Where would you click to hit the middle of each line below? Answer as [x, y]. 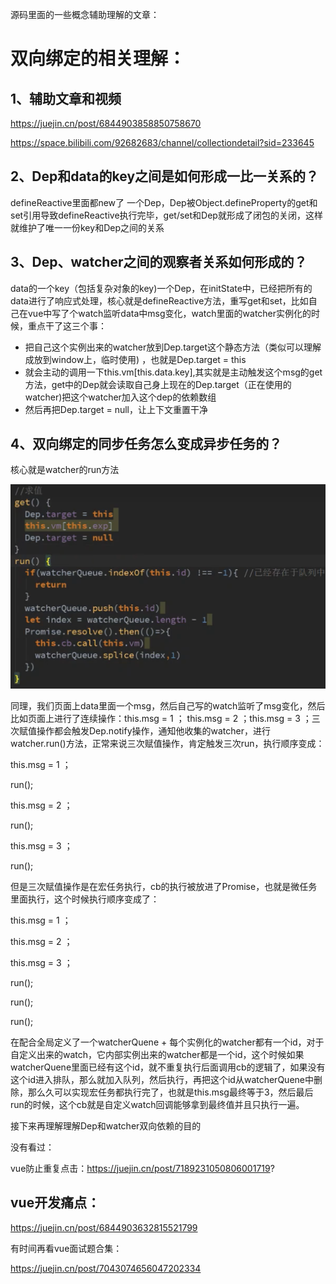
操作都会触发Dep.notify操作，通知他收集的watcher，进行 [154, 730]
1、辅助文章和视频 [66, 98]
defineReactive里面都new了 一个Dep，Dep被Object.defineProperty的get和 [164, 202]
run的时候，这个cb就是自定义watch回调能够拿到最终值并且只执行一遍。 [157, 1104]
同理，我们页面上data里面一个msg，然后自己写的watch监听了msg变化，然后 [168, 705]
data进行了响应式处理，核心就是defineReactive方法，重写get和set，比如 [159, 300]
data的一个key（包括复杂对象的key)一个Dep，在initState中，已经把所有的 [161, 288]
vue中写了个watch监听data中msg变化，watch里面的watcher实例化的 [169, 313]
